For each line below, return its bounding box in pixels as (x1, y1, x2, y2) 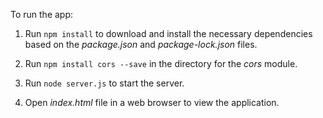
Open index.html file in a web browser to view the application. (24, 97, 280, 108)
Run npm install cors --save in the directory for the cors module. (24, 58, 298, 69)
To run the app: (10, 9, 74, 20)
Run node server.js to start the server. (24, 77, 185, 89)
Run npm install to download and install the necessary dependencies (24, 28, 313, 39)
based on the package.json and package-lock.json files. (24, 39, 258, 50)
